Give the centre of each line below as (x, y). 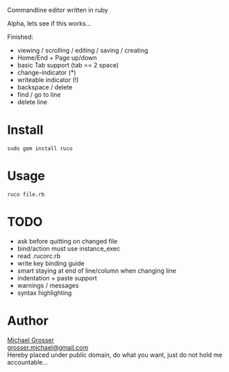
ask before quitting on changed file (67, 241)
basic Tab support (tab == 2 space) (68, 65)
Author (28, 321)
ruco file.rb (26, 194)
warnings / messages (48, 285)
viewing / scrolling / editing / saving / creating (83, 50)
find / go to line (39, 94)
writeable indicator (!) (48, 80)
